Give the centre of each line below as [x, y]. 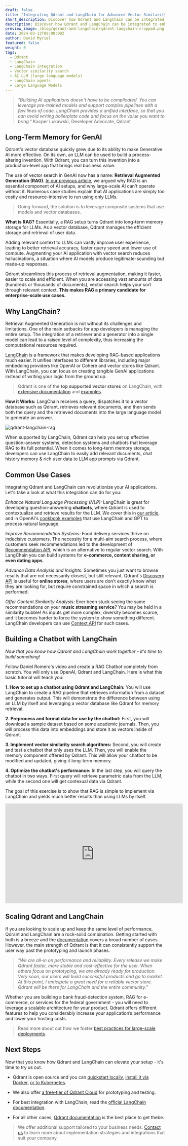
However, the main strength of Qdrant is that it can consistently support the [84, 945]
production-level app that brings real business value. [60, 166]
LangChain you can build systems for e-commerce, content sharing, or [80, 555]
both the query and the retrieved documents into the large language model [83, 412]
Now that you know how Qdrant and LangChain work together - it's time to [84, 651]
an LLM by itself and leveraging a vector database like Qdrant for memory [82, 703]
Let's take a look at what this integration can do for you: [63, 493]
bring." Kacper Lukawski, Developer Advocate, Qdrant [74, 121]
